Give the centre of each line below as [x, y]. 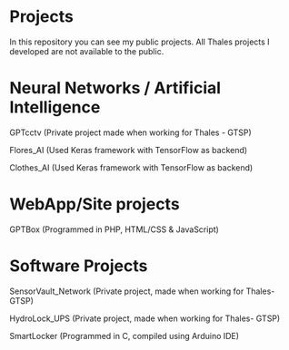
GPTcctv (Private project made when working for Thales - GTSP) [130, 132]
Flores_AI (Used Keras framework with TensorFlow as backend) [129, 150]
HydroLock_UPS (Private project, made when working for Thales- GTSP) [145, 318]
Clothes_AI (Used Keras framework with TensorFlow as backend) [131, 167]
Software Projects [79, 266]
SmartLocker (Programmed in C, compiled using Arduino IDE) [124, 335]
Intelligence [55, 107]
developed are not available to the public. [87, 51]
